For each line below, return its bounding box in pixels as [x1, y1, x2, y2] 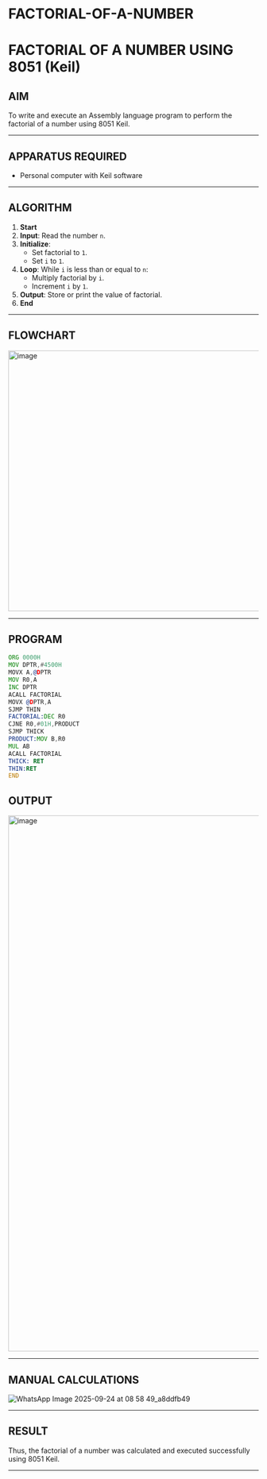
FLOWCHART [8, 329, 76, 343]
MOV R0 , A [8, 676, 37, 684]
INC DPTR [8, 683, 37, 691]
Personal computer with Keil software [19, 171, 143, 180]
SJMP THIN [8, 705, 41, 714]
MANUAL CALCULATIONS [8, 1373, 140, 1387]
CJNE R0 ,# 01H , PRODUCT [8, 720, 80, 728]
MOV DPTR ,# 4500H [8, 661, 62, 669]
